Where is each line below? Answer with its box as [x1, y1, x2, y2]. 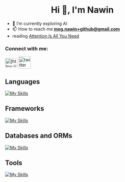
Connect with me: [5, 45, 49, 52]
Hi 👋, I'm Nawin [50, 4, 114, 16]
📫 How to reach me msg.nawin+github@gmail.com [12, 26, 120, 32]
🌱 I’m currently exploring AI [12, 20, 68, 26]
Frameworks [5, 104, 45, 113]
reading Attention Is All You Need [12, 33, 79, 39]
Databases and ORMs [5, 132, 73, 140]
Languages [5, 78, 40, 86]
